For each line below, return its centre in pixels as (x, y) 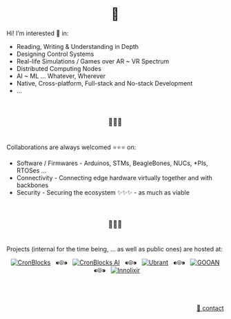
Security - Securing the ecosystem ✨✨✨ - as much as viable (103, 193)
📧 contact (210, 308)
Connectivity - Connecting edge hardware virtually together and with (114, 178)
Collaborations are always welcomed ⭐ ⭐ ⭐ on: (71, 147)
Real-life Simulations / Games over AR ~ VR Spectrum (93, 61)
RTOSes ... (31, 171)
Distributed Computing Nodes (59, 68)
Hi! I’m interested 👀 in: (38, 33)
